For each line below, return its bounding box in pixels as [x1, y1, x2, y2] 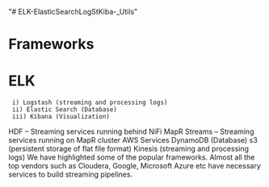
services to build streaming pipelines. [8, 169, 133, 180]
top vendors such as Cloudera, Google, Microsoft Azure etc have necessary [8, 161, 261, 171]
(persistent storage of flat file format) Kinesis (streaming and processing [8, 144, 249, 154]
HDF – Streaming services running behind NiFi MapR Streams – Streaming [8, 127, 254, 136]
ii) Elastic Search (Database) [11, 106, 117, 114]
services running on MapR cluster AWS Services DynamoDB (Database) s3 [8, 135, 258, 145]
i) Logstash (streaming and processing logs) [11, 98, 168, 107]
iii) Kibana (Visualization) [11, 113, 111, 121]
